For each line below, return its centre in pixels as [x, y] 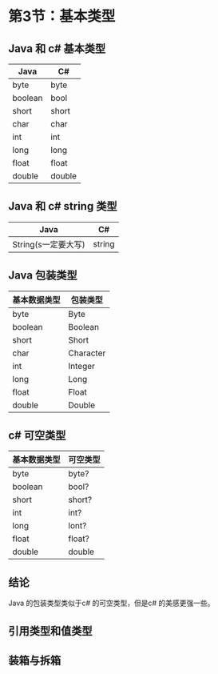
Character [87, 353]
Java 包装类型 [43, 276]
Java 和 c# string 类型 [63, 206]
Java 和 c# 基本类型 [57, 48]
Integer [82, 366]
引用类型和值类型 [50, 630]
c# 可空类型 [37, 436]
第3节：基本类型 [62, 16]
